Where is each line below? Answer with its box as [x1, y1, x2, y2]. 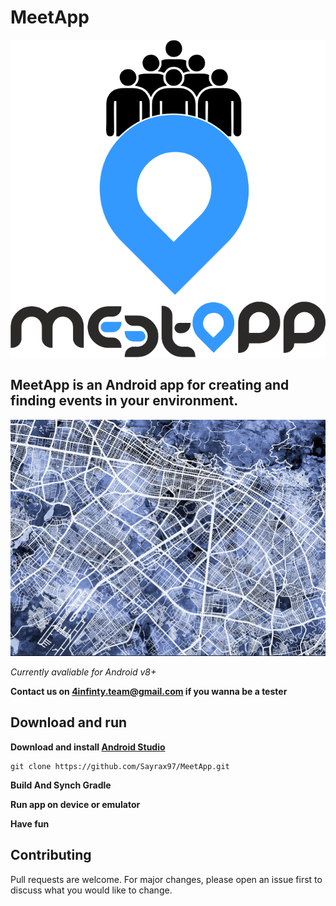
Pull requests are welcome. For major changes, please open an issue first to [10, 873, 323, 885]
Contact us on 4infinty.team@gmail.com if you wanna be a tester [10, 685, 288, 697]
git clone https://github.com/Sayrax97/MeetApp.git [10, 761, 230, 771]
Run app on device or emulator [10, 798, 141, 810]
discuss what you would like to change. [10, 884, 173, 896]
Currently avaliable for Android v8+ [10, 666, 157, 678]
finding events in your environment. [10, 392, 239, 410]
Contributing [10, 847, 92, 864]
